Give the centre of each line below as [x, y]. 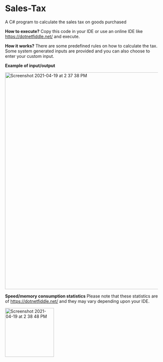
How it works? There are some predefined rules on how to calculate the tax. [81, 46]
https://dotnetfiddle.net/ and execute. [42, 36]
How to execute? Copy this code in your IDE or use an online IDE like [74, 31]
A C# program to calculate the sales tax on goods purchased [66, 22]
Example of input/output [30, 66]
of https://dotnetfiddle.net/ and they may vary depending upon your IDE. [77, 301]
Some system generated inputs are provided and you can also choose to [78, 51]
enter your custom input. [30, 56]
